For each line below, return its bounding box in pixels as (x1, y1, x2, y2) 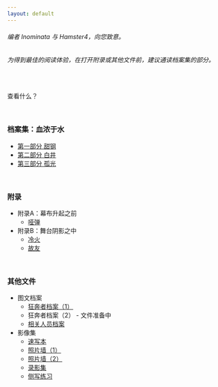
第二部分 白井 (17, 151, 56, 159)
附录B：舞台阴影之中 (17, 227, 77, 235)
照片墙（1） (27, 346, 61, 354)
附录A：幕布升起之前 (17, 209, 77, 218)
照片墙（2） (27, 355, 63, 363)
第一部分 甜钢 (17, 142, 56, 150)
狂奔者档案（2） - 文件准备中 (27, 311, 111, 319)
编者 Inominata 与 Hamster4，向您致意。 (7, 33, 125, 41)
